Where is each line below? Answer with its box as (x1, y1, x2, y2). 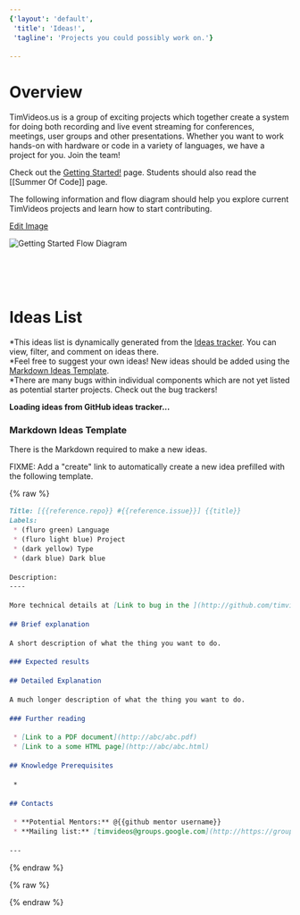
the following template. (9, 471, 94, 482)
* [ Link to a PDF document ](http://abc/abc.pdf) (12, 733, 198, 742)
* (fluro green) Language (12, 525, 110, 535)
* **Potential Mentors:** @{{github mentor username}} (12, 818, 221, 827)
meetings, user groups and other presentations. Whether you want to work (9, 130, 284, 142)
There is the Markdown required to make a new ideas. (9, 444, 208, 455)
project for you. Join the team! (9, 150, 121, 161)
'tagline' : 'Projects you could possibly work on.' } (12, 33, 214, 42)
